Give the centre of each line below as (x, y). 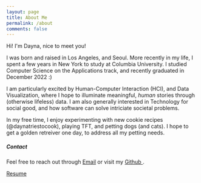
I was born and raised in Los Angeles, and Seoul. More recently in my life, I (100, 58)
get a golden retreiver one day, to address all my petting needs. (86, 133)
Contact (17, 147)
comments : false (27, 29)
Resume (17, 174)
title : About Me (27, 18)
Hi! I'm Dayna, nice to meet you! (46, 46)
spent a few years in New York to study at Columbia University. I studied (97, 64)
